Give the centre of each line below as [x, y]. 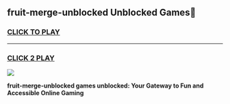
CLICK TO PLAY [34, 32]
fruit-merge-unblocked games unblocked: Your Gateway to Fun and [105, 86]
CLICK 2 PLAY [31, 57]
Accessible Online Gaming [46, 92]
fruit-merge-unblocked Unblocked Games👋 [102, 13]
